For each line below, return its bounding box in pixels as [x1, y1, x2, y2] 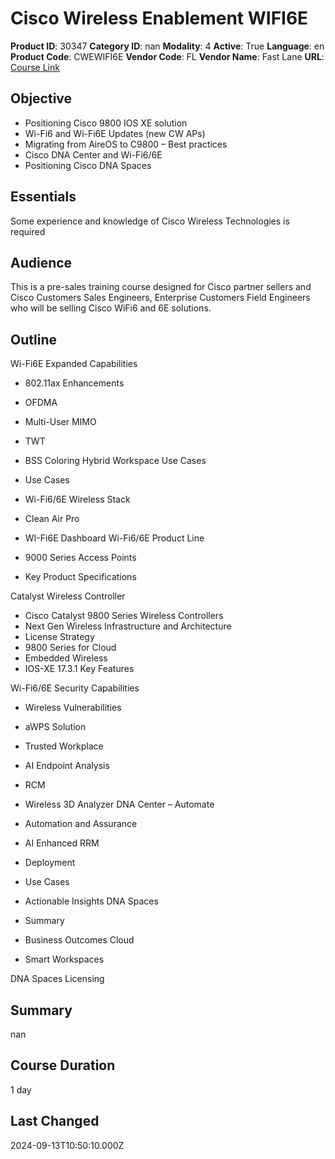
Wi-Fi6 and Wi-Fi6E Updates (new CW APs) [24, 127, 206, 139]
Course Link [10, 61, 60, 73]
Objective [10, 90, 73, 107]
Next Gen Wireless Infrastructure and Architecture [24, 620, 232, 632]
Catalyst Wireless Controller [10, 590, 126, 602]
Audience [10, 254, 73, 271]
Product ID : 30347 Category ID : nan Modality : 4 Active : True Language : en [10, 40, 325, 52]
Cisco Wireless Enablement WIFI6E [10, 7, 309, 30]
